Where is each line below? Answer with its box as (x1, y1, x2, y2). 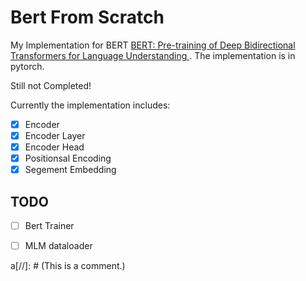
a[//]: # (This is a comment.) (10, 260, 126, 272)
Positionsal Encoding (24, 152, 112, 165)
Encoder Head (24, 141, 85, 153)
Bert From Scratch (10, 6, 165, 29)
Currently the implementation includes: (10, 99, 171, 111)
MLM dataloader (24, 240, 93, 252)
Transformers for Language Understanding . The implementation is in (10, 49, 296, 61)
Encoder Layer (24, 130, 86, 141)
